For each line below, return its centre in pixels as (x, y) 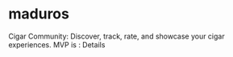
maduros (39, 14)
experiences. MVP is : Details (57, 44)
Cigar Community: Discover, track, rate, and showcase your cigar (116, 36)
